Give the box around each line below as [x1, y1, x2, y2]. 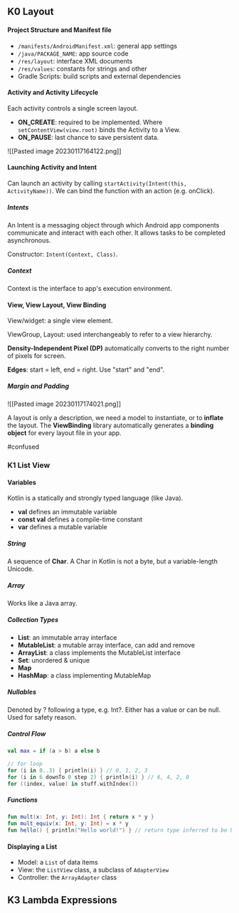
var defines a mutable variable [17, 523, 108, 531]
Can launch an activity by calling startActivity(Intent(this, [7, 179, 187, 188]
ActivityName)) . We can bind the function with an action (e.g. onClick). [7, 187, 215, 195]
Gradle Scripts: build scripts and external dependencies [17, 71, 181, 81]
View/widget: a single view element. [7, 317, 113, 325]
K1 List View [7, 460, 51, 470]
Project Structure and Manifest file [7, 25, 112, 34]
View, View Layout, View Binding [7, 300, 107, 309]
